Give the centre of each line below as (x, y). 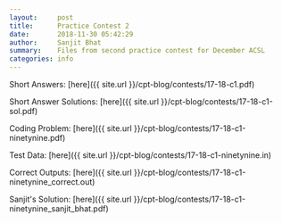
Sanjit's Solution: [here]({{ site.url (70, 199)
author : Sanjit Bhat (55, 42)
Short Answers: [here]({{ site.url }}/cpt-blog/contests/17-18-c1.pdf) (132, 84)
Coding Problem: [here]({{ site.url (70, 128)
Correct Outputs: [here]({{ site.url (70, 172)
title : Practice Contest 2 (69, 26)
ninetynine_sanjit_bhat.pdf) (59, 209)
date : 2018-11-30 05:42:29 (71, 34)
